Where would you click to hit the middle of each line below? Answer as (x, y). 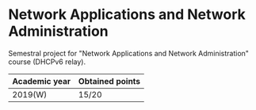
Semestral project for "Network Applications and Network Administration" (129, 53)
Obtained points (109, 81)
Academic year (42, 81)
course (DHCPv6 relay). (47, 62)
